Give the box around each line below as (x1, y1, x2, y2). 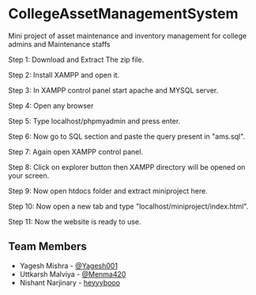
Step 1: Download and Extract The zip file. (8, 55, 145, 64)
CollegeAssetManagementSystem (8, 5, 239, 23)
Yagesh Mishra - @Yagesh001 (19, 261, 119, 270)
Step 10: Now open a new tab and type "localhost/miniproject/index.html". (8, 201, 249, 211)
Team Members (8, 239, 87, 254)
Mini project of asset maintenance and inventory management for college (8, 31, 247, 40)
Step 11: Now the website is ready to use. (8, 216, 141, 226)
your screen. (8, 170, 50, 180)
